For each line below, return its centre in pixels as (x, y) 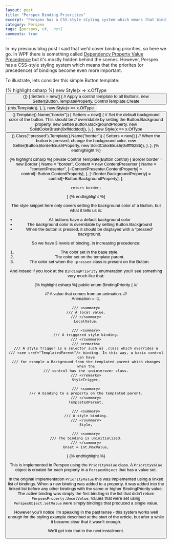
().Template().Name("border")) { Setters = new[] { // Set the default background (86, 115)
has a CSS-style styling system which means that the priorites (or (74, 65)
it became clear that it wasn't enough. (86, 522)
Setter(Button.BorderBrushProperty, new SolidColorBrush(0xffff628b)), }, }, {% (86, 145)
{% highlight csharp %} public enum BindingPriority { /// (86, 285)
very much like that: (86, 276)
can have (86, 357)
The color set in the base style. (90, 252)
